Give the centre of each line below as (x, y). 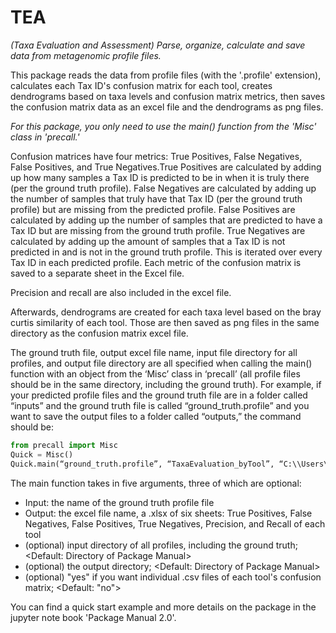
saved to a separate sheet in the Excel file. (97, 273)
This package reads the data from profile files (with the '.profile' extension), (166, 75)
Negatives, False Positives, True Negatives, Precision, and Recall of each (175, 523)
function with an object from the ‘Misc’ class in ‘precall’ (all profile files (155, 373)
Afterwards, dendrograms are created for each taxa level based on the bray (166, 312)
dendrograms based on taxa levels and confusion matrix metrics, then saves (168, 96)
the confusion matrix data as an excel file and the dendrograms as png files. (167, 107)
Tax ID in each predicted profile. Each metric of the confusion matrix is (156, 262)
